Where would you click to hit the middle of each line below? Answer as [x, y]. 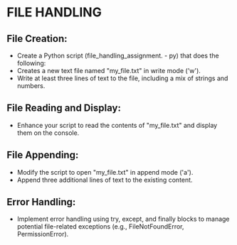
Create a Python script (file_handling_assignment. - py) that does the [118, 55]
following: [31, 63]
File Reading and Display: [64, 108]
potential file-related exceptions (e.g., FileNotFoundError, [100, 227]
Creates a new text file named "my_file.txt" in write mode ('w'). [109, 71]
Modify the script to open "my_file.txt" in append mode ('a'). [105, 172]
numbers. [31, 86]
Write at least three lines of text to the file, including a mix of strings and [122, 78]
